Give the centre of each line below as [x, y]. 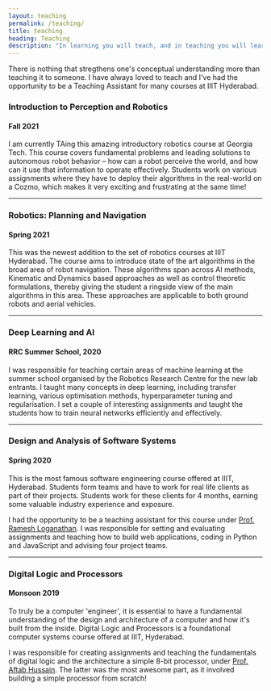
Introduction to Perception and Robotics [88, 107]
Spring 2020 [30, 460]
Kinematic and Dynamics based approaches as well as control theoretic [127, 278]
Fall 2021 [24, 126]
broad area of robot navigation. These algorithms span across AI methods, [132, 270]
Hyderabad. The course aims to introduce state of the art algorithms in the [132, 261]
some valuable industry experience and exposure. [92, 504]
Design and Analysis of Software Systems [92, 441]
